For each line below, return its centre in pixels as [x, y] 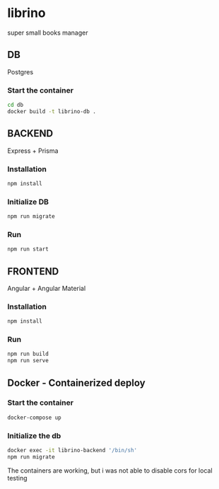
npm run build [28, 354]
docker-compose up [34, 418]
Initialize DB [28, 202]
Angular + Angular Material [47, 288]
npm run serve [28, 361]
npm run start [28, 249]
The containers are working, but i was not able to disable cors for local [110, 470]
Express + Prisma [33, 151]
